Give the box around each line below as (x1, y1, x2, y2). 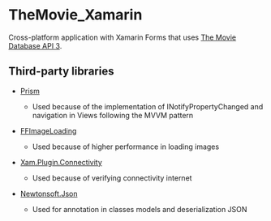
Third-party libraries (8, 65, 114, 79)
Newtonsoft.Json (19, 189, 78, 198)
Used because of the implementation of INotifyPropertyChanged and (32, 101, 264, 111)
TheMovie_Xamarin (8, 6, 143, 24)
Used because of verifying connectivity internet (32, 172, 192, 183)
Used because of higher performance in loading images (32, 142, 220, 151)
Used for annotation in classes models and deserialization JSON (32, 204, 247, 214)
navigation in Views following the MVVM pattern (32, 110, 194, 120)
